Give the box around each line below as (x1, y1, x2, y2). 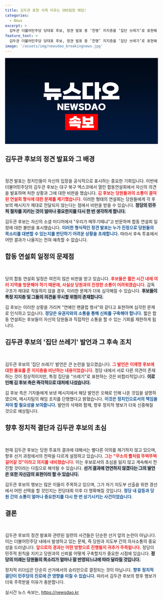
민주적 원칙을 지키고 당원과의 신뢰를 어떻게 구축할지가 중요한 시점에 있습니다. (5, 550, 150, 556)
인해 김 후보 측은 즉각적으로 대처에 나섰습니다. (5, 379, 91, 385)
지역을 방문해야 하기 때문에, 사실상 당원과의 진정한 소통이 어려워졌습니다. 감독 (10, 282, 155, 288)
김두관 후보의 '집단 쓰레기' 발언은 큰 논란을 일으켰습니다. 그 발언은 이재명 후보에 (5, 361, 154, 367)
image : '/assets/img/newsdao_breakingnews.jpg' (5, 44, 103, 49)
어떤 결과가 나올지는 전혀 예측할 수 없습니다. (5, 237, 88, 243)
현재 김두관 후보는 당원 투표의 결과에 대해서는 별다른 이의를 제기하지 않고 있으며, (5, 447, 157, 453)
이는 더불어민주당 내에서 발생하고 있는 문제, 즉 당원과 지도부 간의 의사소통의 (5, 538, 147, 544)
